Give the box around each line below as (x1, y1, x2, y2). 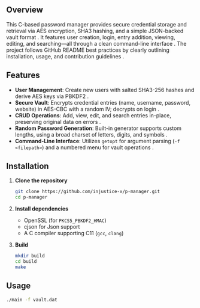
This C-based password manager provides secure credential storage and (6, 20, 187, 28)
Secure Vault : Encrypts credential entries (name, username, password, (14, 99, 190, 106)
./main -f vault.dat (6, 297, 58, 303)
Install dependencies (14, 205, 69, 212)
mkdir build (14, 253, 45, 259)
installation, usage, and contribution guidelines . (6, 52, 125, 60)
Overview (6, 5, 44, 15)
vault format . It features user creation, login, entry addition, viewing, (6, 33, 175, 41)
